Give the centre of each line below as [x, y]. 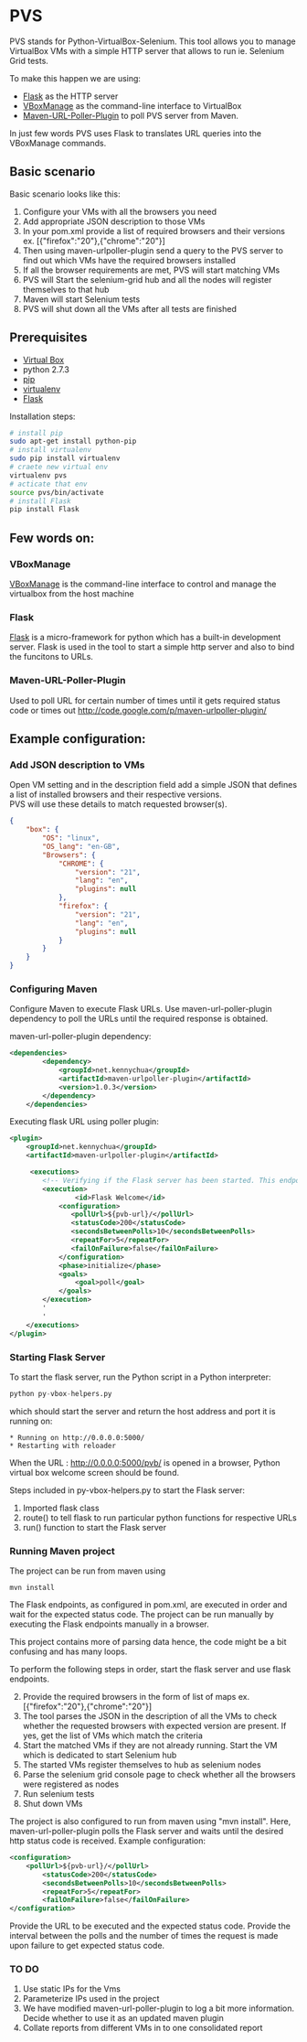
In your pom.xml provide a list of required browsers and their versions [154, 231]
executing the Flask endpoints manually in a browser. [110, 1624]
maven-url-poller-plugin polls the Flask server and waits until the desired [147, 1832]
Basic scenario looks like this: [65, 194]
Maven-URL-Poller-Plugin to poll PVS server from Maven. [131, 115]
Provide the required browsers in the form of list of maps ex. [136, 1697]
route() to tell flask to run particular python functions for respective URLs [159, 1517]
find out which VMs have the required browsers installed [129, 260]
